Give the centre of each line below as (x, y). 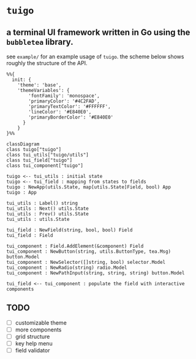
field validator (32, 350)
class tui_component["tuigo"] (45, 166)
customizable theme (41, 322)
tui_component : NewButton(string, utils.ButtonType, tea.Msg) (89, 252)
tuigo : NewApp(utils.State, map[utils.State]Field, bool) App (89, 187)
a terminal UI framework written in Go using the (98, 32)
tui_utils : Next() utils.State (47, 209)
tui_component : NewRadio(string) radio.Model (67, 268)
